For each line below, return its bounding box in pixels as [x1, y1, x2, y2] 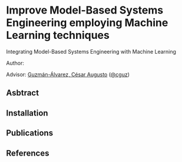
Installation [6, 108, 48, 118]
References [6, 148, 49, 158]
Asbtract [6, 88, 39, 98]
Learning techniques [6, 29, 110, 42]
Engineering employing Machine [6, 16, 168, 29]
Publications [6, 128, 54, 138]
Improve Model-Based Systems [6, 4, 164, 17]
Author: [6, 59, 25, 67]
